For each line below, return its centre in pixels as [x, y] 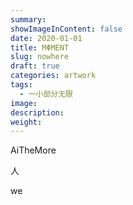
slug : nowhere [40, 57]
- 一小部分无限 [46, 94]
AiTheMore [33, 150]
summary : [28, 19]
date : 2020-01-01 [46, 38]
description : [37, 112]
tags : [21, 85]
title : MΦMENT [40, 47]
